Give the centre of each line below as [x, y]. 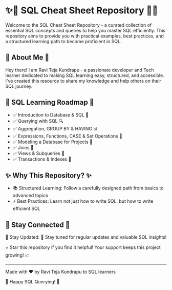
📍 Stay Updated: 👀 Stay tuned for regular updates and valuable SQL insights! [86, 237]
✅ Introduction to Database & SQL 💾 [51, 114]
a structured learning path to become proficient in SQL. [63, 41]
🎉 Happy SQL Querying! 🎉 [33, 282]
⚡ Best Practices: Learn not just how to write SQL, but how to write [83, 201]
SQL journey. [19, 86]
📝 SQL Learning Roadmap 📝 [50, 102]
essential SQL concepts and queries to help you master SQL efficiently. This [85, 30]
